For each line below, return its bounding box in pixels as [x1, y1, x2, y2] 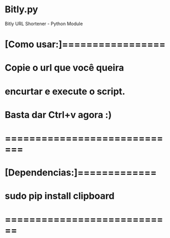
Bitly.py [5, 4, 38, 15]
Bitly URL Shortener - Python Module [5, 21, 83, 27]
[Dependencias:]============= [5, 167, 157, 179]
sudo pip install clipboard [5, 190, 115, 202]
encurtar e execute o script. [5, 86, 125, 97]
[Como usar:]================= [5, 38, 166, 50]
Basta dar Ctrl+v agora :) [5, 109, 112, 121]
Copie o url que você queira [5, 62, 124, 74]
